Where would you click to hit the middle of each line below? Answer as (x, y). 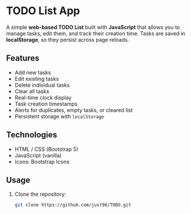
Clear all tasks (32, 91)
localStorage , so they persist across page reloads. (68, 39)
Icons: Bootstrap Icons (42, 162)
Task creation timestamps (46, 104)
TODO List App (43, 11)
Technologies (32, 135)
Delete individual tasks (42, 85)
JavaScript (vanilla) (38, 155)
